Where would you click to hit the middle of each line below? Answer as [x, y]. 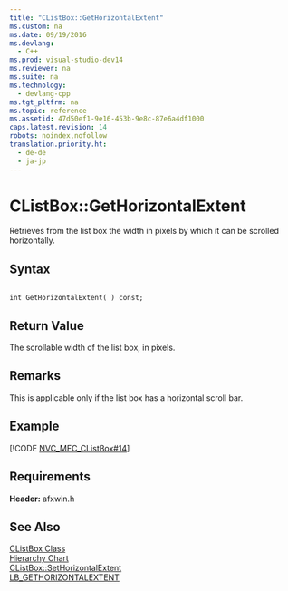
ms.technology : [38, 85]
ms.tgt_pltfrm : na [44, 102]
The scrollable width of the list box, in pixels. [92, 348]
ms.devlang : [32, 43]
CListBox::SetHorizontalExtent [66, 568]
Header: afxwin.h [42, 499]
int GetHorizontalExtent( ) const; [77, 298]
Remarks [35, 376]
